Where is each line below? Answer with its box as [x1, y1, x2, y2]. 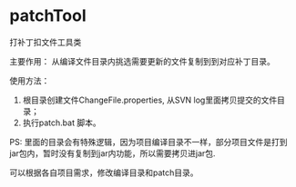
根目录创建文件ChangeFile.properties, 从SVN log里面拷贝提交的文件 [22, 94, 278, 105]
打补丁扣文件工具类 [9, 36, 82, 47]
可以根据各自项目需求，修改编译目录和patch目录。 [9, 167, 199, 178]
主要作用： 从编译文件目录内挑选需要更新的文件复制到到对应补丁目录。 [9, 55, 275, 66]
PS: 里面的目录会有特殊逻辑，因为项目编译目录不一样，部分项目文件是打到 [9, 136, 288, 147]
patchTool [9, 5, 87, 26]
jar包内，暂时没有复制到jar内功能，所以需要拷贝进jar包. [9, 147, 216, 159]
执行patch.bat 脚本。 [22, 117, 102, 128]
